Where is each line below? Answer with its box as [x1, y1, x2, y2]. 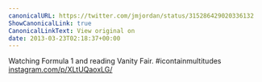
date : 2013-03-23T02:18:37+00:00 [8, 34, 121, 43]
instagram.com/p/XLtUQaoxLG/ [8, 65, 113, 75]
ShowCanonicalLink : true [8, 19, 92, 27]
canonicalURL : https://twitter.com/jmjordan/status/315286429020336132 [8, 11, 254, 20]
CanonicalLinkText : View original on [8, 27, 135, 35]
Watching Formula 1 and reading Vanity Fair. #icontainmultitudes [8, 56, 222, 66]
